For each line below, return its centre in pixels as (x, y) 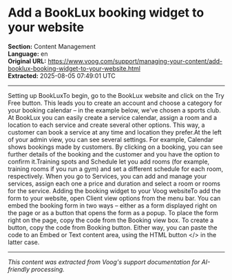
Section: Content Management (52, 46)
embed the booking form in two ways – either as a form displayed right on (113, 206)
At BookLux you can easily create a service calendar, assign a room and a (113, 117)
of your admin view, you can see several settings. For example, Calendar (111, 139)
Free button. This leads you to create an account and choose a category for (115, 103)
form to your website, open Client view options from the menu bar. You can (114, 198)
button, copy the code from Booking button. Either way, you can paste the (113, 227)
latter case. (24, 242)
